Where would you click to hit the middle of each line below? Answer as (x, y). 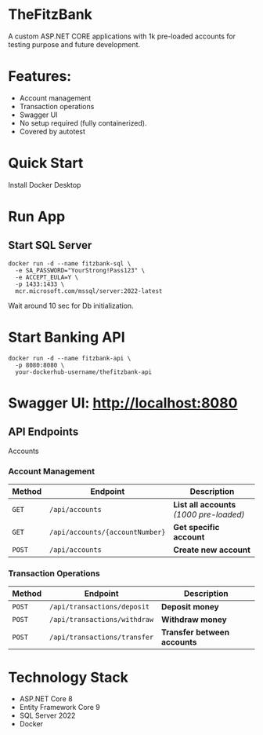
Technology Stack (68, 677)
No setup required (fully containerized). (83, 122)
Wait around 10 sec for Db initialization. (71, 305)
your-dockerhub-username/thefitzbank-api (84, 372)
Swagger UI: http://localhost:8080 (123, 403)
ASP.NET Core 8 (46, 699)
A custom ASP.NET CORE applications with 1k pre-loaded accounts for (122, 36)
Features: (40, 77)
